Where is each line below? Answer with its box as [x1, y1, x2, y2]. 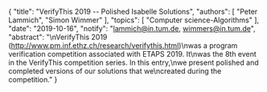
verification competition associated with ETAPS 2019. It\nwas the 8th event [8, 50, 257, 58]
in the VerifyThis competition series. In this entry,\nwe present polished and [8, 58, 259, 67]
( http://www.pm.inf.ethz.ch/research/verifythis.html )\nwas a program [8, 41, 238, 50]
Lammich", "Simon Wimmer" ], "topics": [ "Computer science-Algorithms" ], [8, 15, 260, 25]
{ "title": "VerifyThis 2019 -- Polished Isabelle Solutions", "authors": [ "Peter [8, 7, 258, 16]
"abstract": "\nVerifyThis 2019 [8, 32, 108, 42]
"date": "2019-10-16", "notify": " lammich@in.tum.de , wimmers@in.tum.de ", [8, 24, 256, 33]
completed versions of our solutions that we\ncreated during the [8, 66, 222, 75]
